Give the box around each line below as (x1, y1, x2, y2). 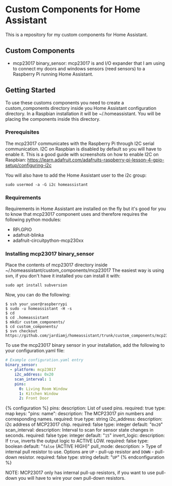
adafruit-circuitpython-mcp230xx (12, 237, 84, 244)
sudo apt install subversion (5, 283, 68, 288)
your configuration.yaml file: (5, 348, 65, 354)
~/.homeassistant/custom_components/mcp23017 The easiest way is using (5, 267, 164, 273)
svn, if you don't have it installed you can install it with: (5, 273, 121, 279)
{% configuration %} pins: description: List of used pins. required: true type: (5, 405, 166, 412)
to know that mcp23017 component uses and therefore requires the (5, 211, 148, 217)
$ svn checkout (5, 329, 38, 334)
